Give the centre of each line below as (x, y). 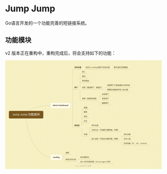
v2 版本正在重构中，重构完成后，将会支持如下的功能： (61, 53)
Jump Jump (30, 9)
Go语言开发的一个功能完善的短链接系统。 (47, 23)
